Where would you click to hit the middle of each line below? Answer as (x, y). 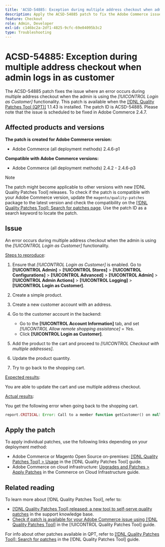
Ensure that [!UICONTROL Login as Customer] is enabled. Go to (77, 264)
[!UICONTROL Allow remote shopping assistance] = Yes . (77, 328)
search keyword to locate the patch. (41, 213)
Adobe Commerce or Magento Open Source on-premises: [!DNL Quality (85, 457)
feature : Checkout (24, 19)
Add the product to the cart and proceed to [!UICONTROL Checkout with (86, 343)
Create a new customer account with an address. (62, 304)
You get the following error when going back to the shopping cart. (72, 406)
